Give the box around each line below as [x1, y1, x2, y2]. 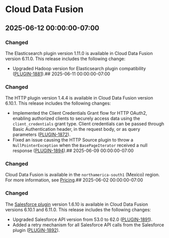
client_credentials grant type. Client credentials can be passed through [12, 121, 164, 127]
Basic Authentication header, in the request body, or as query [12, 126, 140, 132]
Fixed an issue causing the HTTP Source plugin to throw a [12, 137, 134, 143]
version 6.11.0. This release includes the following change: [5, 56, 126, 62]
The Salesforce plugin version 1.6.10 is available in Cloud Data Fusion [5, 201, 148, 207]
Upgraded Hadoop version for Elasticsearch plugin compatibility [12, 65, 146, 71]
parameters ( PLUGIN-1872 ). [12, 131, 71, 137]
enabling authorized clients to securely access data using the [12, 115, 140, 122]
